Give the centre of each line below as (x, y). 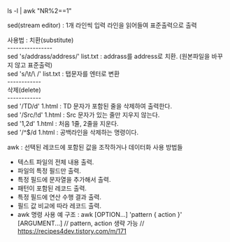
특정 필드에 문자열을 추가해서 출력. (64, 179)
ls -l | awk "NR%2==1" (39, 11)
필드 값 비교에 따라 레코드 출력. (59, 206)
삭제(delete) (24, 90)
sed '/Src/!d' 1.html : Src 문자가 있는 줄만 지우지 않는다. (84, 115)
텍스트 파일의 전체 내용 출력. (56, 162)
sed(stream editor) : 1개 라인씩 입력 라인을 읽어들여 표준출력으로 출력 (102, 25)
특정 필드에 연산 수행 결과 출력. (59, 197)
